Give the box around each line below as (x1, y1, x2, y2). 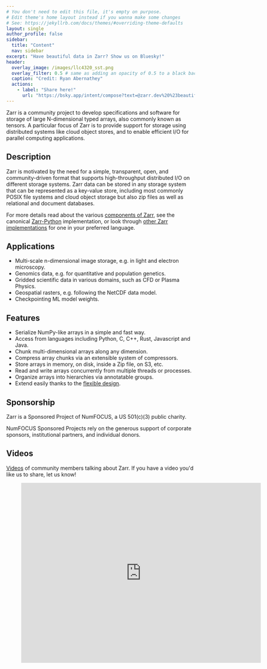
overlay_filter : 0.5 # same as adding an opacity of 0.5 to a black (11, 70, 186, 76)
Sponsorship (6, 397, 55, 407)
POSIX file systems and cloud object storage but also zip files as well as (6, 193, 184, 200)
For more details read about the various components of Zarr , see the (6, 211, 175, 218)
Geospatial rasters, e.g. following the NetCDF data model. (14, 289, 157, 296)
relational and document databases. (6, 199, 95, 207)
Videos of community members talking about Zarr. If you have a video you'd (6, 464, 194, 472)
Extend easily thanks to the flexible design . (14, 380, 121, 387)
